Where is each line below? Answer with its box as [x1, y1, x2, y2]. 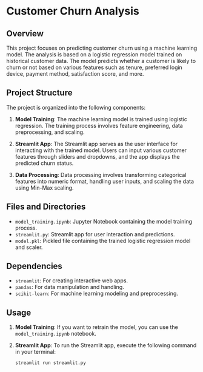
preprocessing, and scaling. [15, 128, 85, 136]
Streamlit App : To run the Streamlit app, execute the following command [15, 342, 197, 349]
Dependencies [6, 261, 62, 271]
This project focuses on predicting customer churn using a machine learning [6, 44, 198, 51]
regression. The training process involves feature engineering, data [15, 122, 183, 129]
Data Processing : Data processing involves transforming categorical [15, 171, 187, 178]
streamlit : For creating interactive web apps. [15, 277, 128, 284]
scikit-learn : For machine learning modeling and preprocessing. [15, 290, 179, 297]
